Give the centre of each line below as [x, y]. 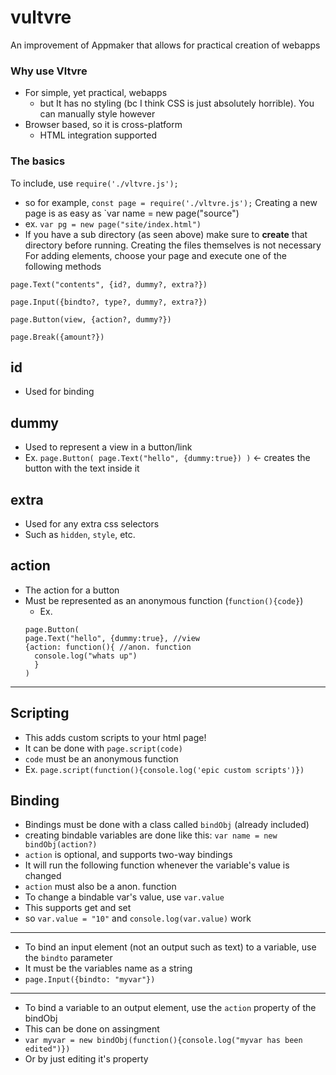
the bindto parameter [68, 958]
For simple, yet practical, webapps [96, 93]
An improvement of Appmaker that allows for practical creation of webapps [165, 45]
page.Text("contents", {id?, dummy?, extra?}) [109, 284]
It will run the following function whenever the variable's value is [157, 865]
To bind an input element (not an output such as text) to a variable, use [170, 947]
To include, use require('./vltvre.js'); [94, 183]
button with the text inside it [82, 468]
